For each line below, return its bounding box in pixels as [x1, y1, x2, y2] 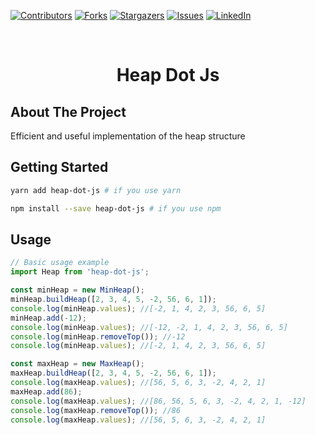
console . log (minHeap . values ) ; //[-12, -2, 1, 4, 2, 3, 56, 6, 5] [10, 322, 288, 332]
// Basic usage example [10, 258, 110, 268]
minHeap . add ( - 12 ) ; [10, 313, 87, 323]
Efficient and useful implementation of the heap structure [10, 130, 246, 142]
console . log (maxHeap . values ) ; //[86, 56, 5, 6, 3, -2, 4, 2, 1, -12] [10, 396, 307, 406]
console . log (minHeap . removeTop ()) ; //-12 [10, 331, 186, 342]
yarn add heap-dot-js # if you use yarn [10, 185, 182, 195]
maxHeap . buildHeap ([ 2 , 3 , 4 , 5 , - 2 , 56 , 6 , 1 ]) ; [10, 368, 217, 379]
